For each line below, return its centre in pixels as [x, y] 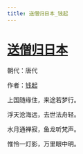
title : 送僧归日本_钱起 [38, 13]
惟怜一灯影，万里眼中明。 [44, 144]
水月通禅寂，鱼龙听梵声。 [44, 129]
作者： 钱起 [22, 85]
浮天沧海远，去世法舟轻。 [44, 114]
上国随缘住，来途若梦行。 [44, 99]
